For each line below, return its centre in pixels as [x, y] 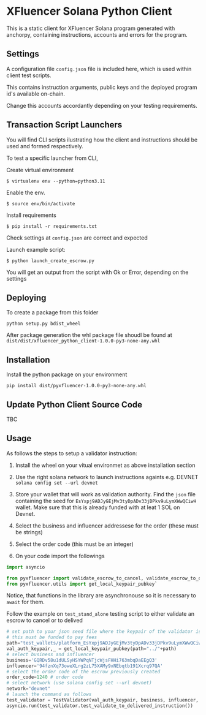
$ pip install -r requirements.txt [52, 226]
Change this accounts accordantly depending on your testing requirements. [102, 105]
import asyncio [26, 567]
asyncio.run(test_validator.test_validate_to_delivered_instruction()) [100, 706]
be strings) [29, 532]
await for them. [25, 602]
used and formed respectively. [45, 146]
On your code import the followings [60, 556]
